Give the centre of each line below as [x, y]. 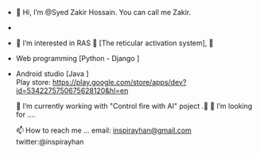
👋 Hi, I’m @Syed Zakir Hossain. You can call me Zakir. [103, 12]
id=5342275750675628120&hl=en [72, 90]
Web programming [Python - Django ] [78, 58]
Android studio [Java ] [52, 74]
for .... [25, 114]
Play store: [33, 82]
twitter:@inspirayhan [50, 142]
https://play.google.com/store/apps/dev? [120, 82]
